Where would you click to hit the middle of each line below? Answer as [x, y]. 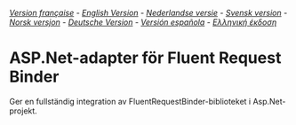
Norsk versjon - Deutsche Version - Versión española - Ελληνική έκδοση [143, 22]
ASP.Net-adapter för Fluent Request [145, 58]
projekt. [23, 111]
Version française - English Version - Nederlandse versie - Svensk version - [148, 13]
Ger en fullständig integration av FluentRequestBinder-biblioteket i [130, 101]
